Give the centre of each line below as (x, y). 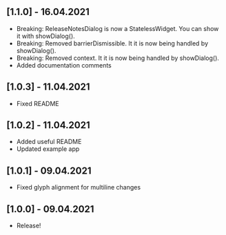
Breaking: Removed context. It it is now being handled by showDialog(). (118, 58)
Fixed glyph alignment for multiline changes (79, 187)
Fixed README (38, 103)
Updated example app (48, 149)
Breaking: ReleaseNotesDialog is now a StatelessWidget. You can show (117, 28)
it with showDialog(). (45, 36)
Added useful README (49, 142)
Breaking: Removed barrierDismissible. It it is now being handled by (112, 43)
